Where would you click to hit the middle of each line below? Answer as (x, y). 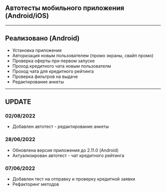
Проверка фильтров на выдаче (45, 77)
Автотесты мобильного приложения (65, 8)
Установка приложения (37, 50)
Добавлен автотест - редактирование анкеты (61, 127)
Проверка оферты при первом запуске (53, 61)
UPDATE (18, 102)
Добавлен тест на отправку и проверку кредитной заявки (74, 179)
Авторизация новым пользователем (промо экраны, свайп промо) (83, 55)
